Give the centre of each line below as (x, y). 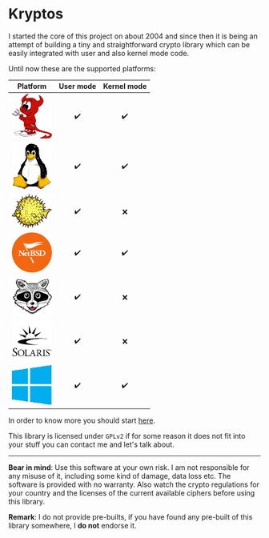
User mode (78, 86)
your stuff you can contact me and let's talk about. (91, 444)
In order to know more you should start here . (82, 420)
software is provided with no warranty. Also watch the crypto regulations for (134, 484)
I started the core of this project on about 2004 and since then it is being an (133, 36)
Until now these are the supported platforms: (82, 68)
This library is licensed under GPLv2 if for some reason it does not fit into (127, 436)
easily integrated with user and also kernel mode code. (99, 53)
